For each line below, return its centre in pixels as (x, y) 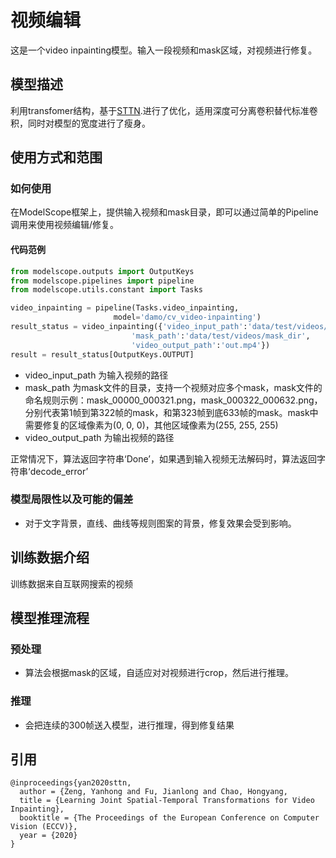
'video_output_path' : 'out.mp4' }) (201, 345)
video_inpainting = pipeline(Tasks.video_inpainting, (125, 308)
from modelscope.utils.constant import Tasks (106, 290)
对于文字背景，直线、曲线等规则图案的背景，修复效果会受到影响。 (160, 523)
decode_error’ (59, 471)
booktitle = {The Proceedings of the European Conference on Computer (169, 818)
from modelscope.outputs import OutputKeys (102, 271)
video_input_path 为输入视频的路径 (96, 375)
